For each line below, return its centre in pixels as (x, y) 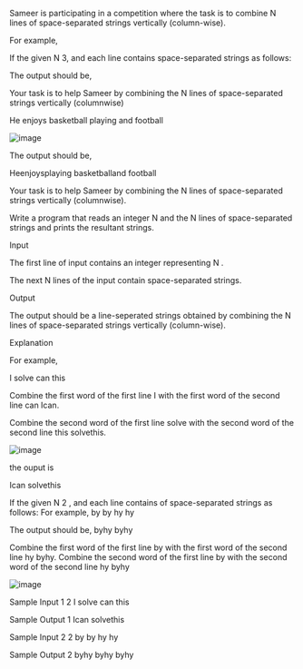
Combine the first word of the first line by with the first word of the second (148, 547)
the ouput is (32, 467)
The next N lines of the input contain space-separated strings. (126, 280)
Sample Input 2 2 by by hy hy (64, 637)
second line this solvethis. (58, 432)
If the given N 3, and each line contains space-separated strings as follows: (151, 58)
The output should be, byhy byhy (71, 530)
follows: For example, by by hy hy (72, 512)
